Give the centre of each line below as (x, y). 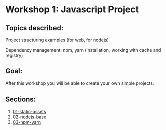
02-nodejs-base (30, 117)
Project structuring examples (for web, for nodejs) (57, 40)
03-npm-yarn (27, 122)
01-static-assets (29, 111)
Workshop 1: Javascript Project (72, 9)
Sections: (21, 99)
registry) (14, 55)
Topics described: (34, 28)
